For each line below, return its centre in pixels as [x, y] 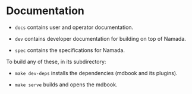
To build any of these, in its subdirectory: [56, 61]
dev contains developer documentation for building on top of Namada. [100, 38]
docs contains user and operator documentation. [74, 27]
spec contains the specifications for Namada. [70, 50]
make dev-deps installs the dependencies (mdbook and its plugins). [96, 73]
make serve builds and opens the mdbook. [66, 85]
